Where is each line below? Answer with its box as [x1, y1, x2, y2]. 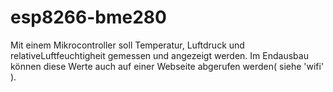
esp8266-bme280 [10, 6, 167, 29]
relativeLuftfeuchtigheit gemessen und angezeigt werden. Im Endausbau [10, 49, 309, 61]
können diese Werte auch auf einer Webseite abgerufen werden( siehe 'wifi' [10, 60, 325, 72]
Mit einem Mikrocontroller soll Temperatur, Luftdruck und [10, 39, 245, 51]
